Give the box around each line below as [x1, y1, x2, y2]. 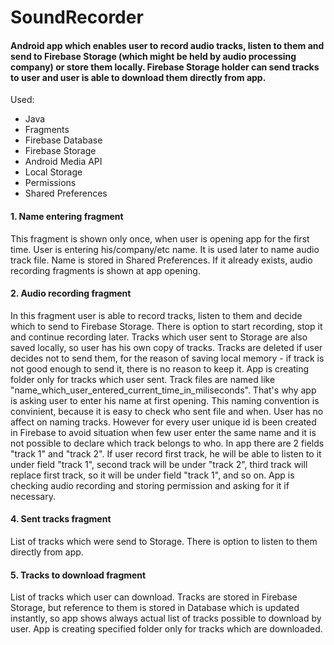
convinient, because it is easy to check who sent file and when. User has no [10, 405, 324, 417]
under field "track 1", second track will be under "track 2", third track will [10, 458, 308, 470]
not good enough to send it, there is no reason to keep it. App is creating [10, 362, 310, 375]
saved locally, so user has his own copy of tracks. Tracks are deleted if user [10, 341, 323, 353]
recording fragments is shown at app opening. [10, 264, 201, 276]
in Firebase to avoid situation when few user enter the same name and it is [10, 426, 317, 438]
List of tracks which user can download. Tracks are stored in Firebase [10, 591, 298, 603]
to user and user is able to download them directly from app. [10, 71, 267, 83]
